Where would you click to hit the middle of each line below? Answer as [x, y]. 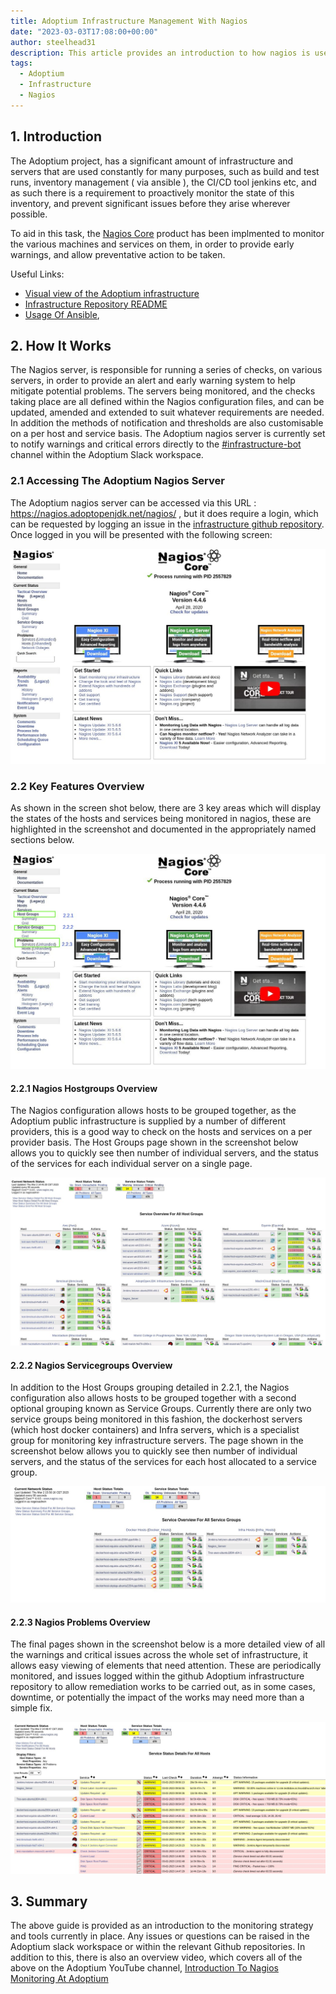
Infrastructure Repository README [96, 304]
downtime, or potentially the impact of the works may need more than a [157, 1697]
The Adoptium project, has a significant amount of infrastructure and [152, 161]
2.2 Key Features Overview [77, 786]
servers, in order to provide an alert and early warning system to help [153, 381]
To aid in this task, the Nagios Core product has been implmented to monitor [167, 233]
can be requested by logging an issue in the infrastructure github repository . [167, 524]
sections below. [42, 839]
